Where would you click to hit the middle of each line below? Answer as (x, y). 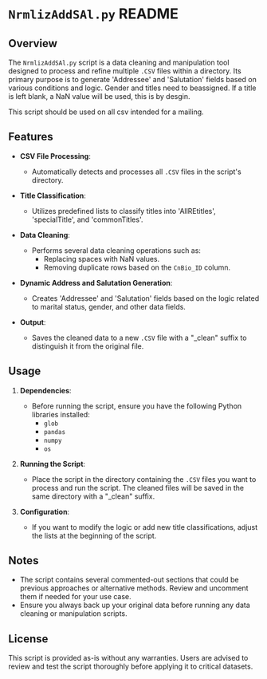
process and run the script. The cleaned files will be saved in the (138, 488)
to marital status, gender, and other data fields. (108, 306)
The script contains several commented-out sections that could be (129, 580)
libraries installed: (61, 414)
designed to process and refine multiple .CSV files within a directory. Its (125, 71)
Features (31, 137)
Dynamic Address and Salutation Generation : (96, 282)
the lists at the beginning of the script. (94, 535)
